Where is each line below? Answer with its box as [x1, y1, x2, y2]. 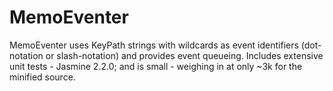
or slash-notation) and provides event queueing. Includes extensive [45, 49, 324, 61]
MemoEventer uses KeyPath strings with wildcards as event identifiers [9, 39, 299, 51]
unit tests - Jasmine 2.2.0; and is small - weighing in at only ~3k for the [9, 60, 303, 72]
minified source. [9, 71, 76, 83]
